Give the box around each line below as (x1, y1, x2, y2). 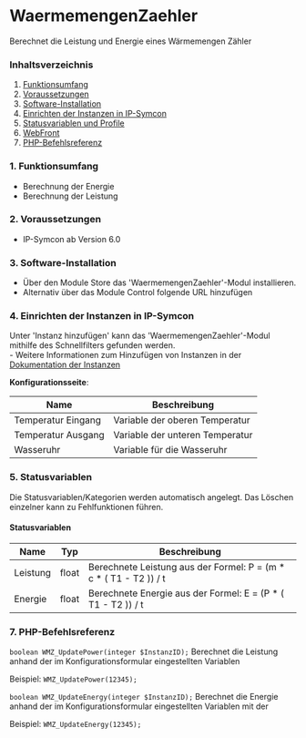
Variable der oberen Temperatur (113, 414, 250, 426)
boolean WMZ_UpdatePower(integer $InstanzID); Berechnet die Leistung (9, 646, 279, 657)
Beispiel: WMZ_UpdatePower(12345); (9, 673, 138, 684)
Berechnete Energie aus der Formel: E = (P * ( (87, 587, 285, 600)
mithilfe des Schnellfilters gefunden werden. (9, 340, 176, 351)
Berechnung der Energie (22, 180, 115, 191)
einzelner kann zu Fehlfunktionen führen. (9, 501, 164, 512)
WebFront (22, 128, 60, 138)
